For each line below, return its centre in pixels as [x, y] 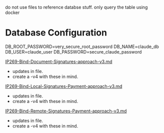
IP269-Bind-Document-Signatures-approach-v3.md [59, 61]
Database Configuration [56, 33]
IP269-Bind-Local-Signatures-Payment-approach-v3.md [64, 86]
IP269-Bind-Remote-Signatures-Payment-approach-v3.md [66, 111]
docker [12, 12]
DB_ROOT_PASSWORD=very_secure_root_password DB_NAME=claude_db [82, 46]
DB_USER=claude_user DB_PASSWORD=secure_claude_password [73, 51]
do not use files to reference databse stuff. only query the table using [76, 7]
